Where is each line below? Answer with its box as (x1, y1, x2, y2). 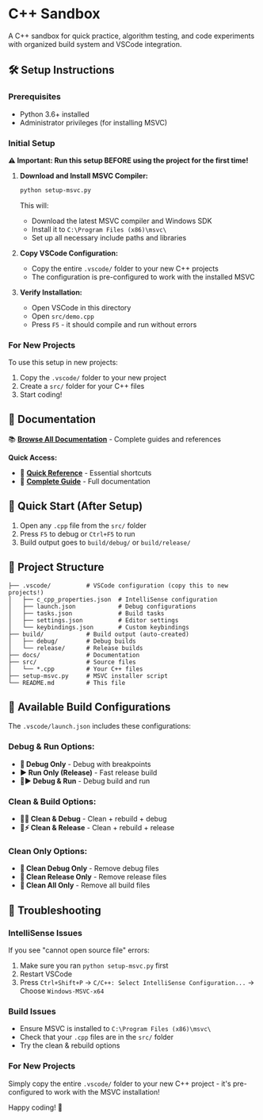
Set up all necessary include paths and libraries (31, 233, 187, 242)
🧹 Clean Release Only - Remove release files (19, 872, 167, 882)
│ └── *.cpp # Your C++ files (8, 664, 144, 673)
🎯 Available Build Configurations (8, 700, 171, 714)
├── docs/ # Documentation (8, 651, 140, 659)
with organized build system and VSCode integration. (8, 39, 182, 48)
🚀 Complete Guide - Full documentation (19, 476, 151, 486)
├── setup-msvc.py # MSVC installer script (8, 672, 169, 679)
